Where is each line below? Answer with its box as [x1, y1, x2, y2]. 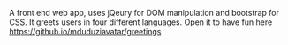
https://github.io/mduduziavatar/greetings [9, 26, 162, 36]
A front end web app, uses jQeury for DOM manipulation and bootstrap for [9, 8, 280, 18]
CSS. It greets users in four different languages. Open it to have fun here [9, 17, 273, 27]
